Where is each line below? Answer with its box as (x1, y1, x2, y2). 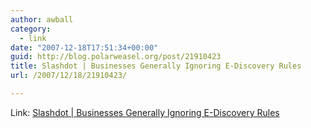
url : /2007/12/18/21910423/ (10, 71, 128, 81)
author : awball (10, 14, 74, 25)
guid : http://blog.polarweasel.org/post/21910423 (10, 52, 222, 62)
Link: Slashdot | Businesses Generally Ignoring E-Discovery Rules (10, 106, 280, 118)
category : (10, 24, 52, 34)
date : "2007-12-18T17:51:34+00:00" (10, 42, 159, 53)
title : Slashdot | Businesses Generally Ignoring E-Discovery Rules (10, 61, 302, 71)
